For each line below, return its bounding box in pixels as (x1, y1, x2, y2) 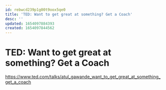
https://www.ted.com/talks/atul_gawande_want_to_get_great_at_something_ (5, 74, 161, 80)
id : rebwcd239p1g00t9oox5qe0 (5, 7, 66, 12)
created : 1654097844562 (5, 26, 55, 31)
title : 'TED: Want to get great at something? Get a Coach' (5, 12, 133, 17)
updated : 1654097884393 (5, 21, 55, 26)
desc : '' (5, 16, 23, 21)
